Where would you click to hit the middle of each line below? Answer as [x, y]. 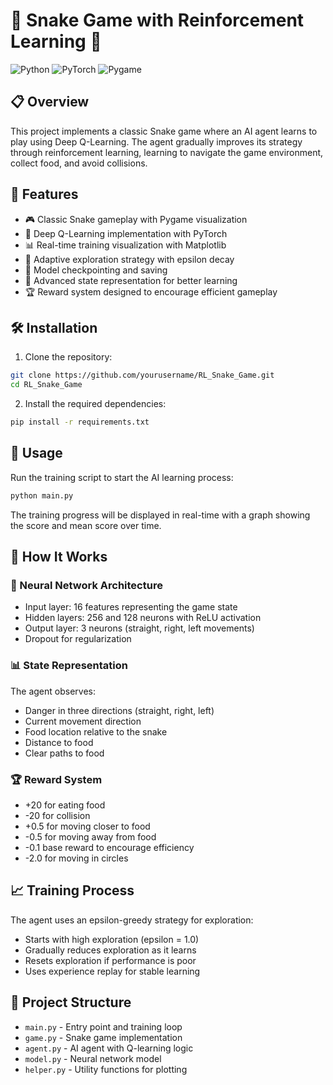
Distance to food [59, 742]
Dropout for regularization [78, 639]
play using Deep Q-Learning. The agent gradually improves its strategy [156, 141]
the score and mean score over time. [86, 525]
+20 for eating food [65, 805]
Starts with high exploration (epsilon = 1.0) [112, 939]
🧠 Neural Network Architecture [86, 585]
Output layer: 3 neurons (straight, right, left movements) [139, 628]
